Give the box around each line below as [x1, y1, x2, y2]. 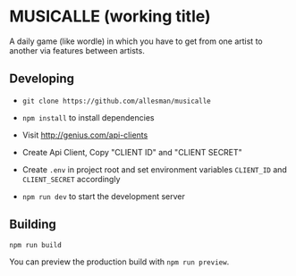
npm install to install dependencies [21, 112, 155, 122]
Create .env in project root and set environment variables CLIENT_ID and [21, 163, 288, 175]
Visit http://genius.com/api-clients [21, 130, 148, 140]
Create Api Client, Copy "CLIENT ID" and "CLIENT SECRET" [21, 146, 243, 157]
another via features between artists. [9, 45, 145, 55]
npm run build [9, 240, 63, 249]
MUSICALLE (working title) [9, 6, 212, 27]
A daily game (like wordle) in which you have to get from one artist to [9, 36, 263, 46]
